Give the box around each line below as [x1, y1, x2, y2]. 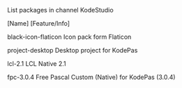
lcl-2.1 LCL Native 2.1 [7, 60, 66, 68]
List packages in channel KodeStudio [7, 6, 114, 14]
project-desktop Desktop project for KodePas [7, 46, 138, 54]
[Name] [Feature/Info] [7, 19, 70, 27]
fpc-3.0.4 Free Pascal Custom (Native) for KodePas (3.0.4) [7, 73, 176, 81]
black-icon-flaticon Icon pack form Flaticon [7, 33, 132, 41]
